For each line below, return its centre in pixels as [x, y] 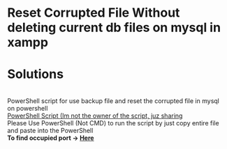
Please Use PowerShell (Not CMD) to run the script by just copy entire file [113, 123]
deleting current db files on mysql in [114, 28]
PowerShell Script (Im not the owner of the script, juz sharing [95, 116]
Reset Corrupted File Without [94, 13]
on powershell [28, 109]
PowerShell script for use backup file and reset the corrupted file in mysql [113, 101]
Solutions [36, 74]
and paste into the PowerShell [50, 131]
